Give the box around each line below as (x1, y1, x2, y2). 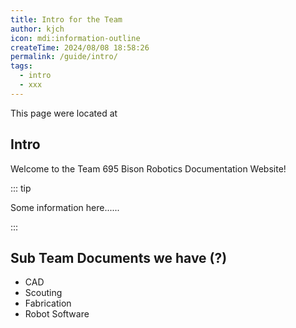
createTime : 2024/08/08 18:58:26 (10, 42, 150, 53)
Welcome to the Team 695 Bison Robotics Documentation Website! (10, 162, 287, 175)
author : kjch (10, 24, 65, 34)
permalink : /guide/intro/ (10, 52, 118, 62)
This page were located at (10, 107, 118, 119)
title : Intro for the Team (10, 14, 123, 25)
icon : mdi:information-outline (10, 33, 141, 43)
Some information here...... (10, 201, 120, 213)
